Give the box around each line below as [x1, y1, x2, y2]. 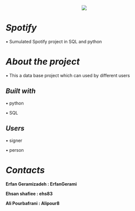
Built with [5, 87, 36, 96]
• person [5, 147, 24, 153]
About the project [5, 56, 80, 67]
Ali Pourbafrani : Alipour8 [5, 200, 60, 206]
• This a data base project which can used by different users [5, 73, 130, 79]
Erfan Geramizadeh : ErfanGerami [5, 181, 77, 187]
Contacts [5, 164, 45, 176]
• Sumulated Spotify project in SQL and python [5, 39, 102, 45]
